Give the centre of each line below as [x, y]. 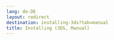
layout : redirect [28, 17]
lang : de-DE [21, 11]
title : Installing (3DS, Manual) [48, 28]
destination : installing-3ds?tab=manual [58, 22]
